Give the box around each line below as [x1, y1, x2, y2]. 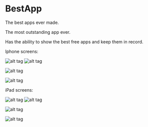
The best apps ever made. [5, 19, 59, 25]
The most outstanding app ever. [5, 29, 71, 35]
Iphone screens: [5, 48, 38, 54]
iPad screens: [5, 87, 33, 93]
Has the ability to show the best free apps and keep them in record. [5, 38, 144, 45]
